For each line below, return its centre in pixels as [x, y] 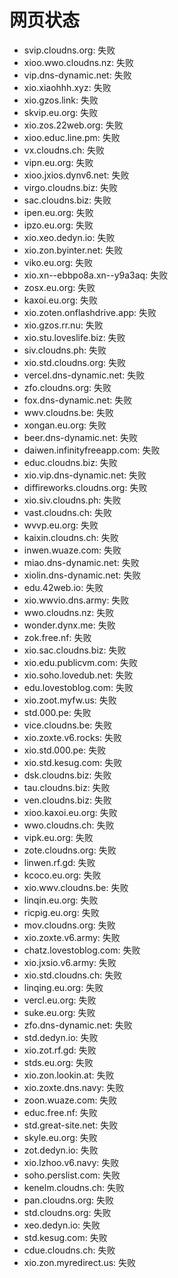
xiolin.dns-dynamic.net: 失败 [82, 575]
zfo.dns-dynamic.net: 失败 [78, 1025]
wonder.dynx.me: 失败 [69, 625]
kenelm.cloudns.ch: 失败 [74, 1187]
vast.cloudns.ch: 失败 [68, 512]
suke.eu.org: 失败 [59, 1012]
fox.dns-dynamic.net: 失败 [78, 400]
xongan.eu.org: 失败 [65, 425]
